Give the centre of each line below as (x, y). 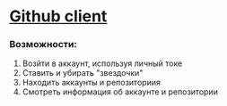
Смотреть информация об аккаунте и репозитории (120, 92)
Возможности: (44, 45)
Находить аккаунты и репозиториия (92, 83)
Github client (58, 16)
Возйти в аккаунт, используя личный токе (102, 63)
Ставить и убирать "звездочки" (83, 73)
